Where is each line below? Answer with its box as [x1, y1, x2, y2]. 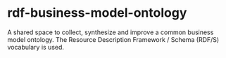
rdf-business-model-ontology [7, 5, 187, 21]
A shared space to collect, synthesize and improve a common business [7, 28, 214, 36]
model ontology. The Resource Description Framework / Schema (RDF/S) [7, 35, 220, 43]
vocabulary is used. [7, 43, 65, 51]
